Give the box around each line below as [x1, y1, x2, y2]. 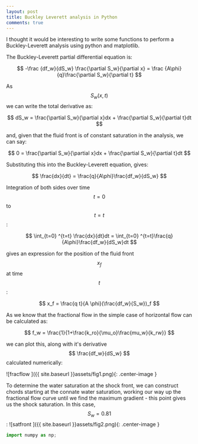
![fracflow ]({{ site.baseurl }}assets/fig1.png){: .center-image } [6, 370, 157, 377]
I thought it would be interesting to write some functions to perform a [6, 36, 174, 43]
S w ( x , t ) [90, 92, 108, 101]
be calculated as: [6, 317, 48, 325]
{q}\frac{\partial [57, 72, 96, 79]
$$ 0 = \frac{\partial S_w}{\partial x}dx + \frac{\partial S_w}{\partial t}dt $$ [8, 150, 191, 157]
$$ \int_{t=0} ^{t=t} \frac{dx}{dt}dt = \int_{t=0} [25, 232, 139, 239]
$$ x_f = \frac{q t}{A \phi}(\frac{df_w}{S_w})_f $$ [38, 300, 160, 307]
